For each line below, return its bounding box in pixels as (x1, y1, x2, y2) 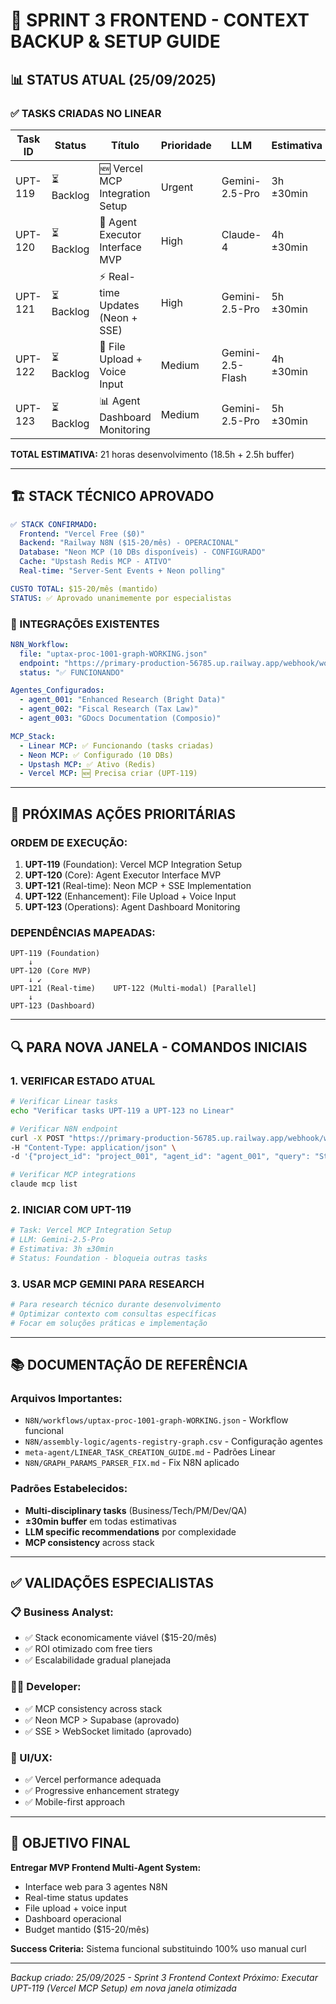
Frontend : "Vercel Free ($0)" (19, 529, 145, 539)
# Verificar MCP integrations (10, 1170, 137, 1180)
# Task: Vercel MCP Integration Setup (10, 1225, 172, 1236)
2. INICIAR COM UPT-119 (10, 1202, 132, 1216)
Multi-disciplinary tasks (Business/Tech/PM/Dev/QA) (24, 1504, 248, 1516)
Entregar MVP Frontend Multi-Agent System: (10, 1861, 202, 1873)
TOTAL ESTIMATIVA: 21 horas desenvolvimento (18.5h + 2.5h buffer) (10, 448, 295, 460)
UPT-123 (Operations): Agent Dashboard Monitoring (24, 901, 241, 913)
